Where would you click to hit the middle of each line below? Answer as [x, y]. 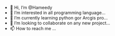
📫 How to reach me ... [33, 28]
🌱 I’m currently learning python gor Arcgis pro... [59, 18]
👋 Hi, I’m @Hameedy [31, 8]
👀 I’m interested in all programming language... [57, 13]
